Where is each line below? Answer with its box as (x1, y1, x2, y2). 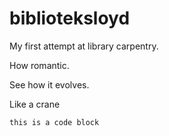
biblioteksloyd (9, 7, 131, 30)
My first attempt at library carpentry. (9, 40, 159, 52)
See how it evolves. (9, 78, 90, 91)
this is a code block (9, 117, 100, 127)
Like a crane (9, 98, 61, 110)
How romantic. (9, 59, 70, 71)
